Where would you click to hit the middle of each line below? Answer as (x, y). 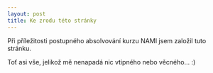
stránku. (20, 48)
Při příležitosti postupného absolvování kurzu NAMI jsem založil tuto (107, 40)
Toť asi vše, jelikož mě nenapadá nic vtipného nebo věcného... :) (102, 62)
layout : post (27, 14)
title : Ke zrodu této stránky (52, 21)
